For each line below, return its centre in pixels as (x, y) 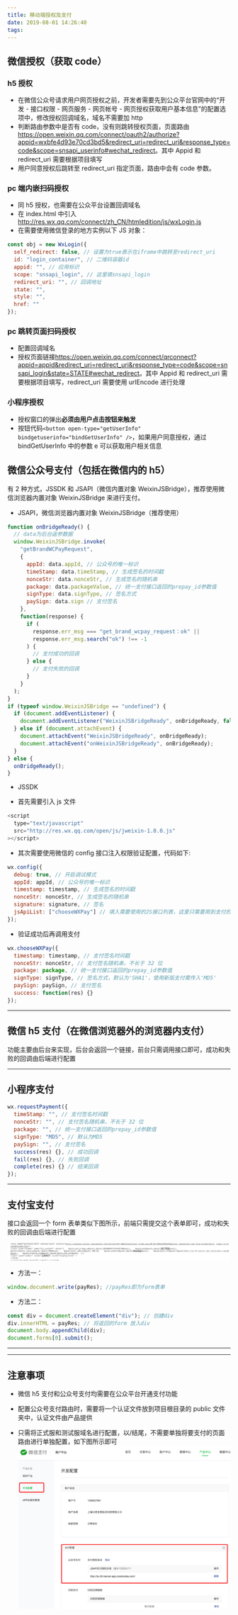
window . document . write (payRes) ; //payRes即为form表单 (86, 1287)
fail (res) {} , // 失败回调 (51, 1159)
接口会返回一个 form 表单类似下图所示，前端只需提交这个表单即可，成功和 (115, 1223)
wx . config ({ (25, 867)
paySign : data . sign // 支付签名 (72, 602)
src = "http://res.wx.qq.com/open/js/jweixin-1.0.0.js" (95, 831)
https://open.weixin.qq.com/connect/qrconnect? (126, 357)
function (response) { (52, 617)
